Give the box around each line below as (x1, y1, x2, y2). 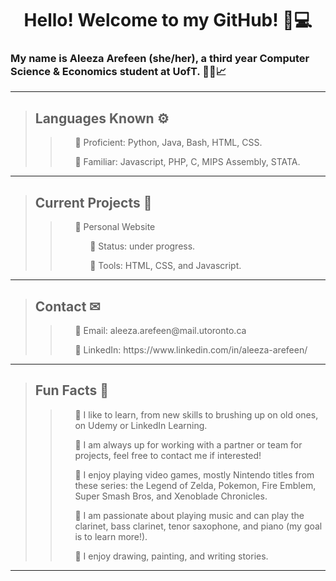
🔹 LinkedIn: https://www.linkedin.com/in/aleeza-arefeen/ (74, 343, 308, 356)
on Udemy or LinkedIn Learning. (74, 419, 208, 431)
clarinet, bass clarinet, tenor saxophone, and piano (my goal (74, 520, 323, 532)
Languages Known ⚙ (34, 110, 170, 127)
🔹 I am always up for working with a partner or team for (74, 438, 303, 451)
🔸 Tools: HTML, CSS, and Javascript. (89, 260, 242, 272)
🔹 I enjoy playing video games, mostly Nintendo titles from (74, 468, 315, 481)
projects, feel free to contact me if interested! (74, 449, 262, 461)
